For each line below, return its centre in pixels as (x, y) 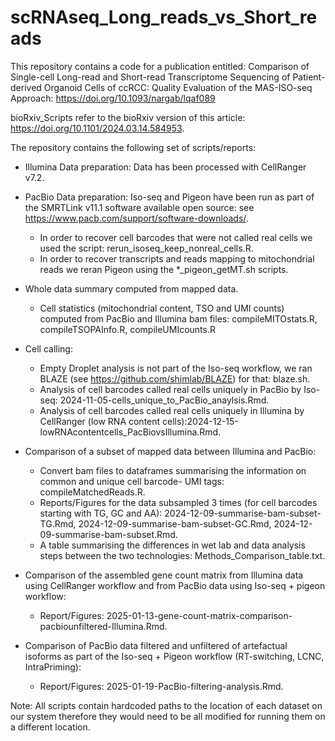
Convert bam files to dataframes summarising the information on (173, 470)
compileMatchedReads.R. (92, 492)
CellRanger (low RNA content (100, 421)
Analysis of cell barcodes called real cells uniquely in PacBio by (170, 389)
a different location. (50, 727)
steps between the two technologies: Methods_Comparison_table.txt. (182, 555)
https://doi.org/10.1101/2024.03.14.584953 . (97, 128)
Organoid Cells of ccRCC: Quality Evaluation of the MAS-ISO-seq (178, 87)
